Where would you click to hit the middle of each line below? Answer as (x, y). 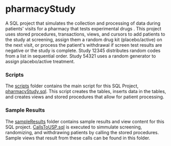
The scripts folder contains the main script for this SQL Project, (72, 86)
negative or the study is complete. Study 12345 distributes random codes (83, 50)
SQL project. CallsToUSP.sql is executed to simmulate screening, (74, 127)
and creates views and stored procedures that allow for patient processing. (85, 97)
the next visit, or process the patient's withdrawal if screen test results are (84, 45)
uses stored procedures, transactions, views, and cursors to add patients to (85, 34)
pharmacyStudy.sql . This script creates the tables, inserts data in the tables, (86, 92)
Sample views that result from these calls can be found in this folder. (78, 138)
